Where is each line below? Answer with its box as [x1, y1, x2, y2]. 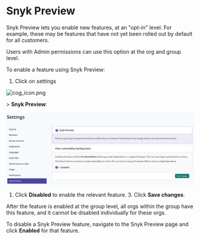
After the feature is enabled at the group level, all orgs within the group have [6, 203, 193, 210]
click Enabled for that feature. [6, 226, 80, 234]
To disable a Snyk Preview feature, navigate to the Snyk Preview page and [6, 221, 189, 228]
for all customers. [6, 36, 50, 44]
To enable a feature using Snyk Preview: [6, 66, 106, 73]
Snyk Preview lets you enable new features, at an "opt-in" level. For [6, 24, 172, 31]
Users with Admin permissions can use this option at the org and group [6, 48, 181, 55]
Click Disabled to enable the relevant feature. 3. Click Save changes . [14, 191, 185, 198]
